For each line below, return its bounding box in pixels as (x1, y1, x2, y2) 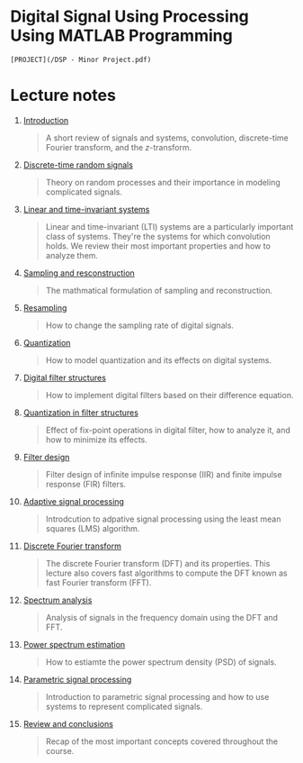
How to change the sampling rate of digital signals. (45, 320, 235, 331)
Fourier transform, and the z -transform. (45, 141, 192, 152)
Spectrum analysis (22, 595, 93, 605)
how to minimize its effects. (45, 434, 147, 445)
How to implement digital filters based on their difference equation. (45, 389, 294, 400)
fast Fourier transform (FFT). (45, 577, 152, 587)
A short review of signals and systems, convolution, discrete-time (45, 132, 289, 143)
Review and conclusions (22, 718, 113, 729)
